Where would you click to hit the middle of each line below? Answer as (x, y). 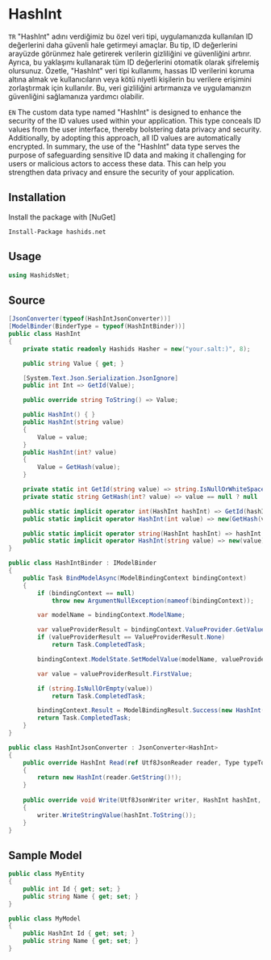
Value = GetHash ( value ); (79, 467)
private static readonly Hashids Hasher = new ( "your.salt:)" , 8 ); (137, 349)
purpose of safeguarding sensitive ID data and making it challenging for (127, 155)
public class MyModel (45, 918)
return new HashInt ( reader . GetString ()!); (110, 778)
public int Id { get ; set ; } (72, 889)
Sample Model (45, 855)
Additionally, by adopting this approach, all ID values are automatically (125, 137)
